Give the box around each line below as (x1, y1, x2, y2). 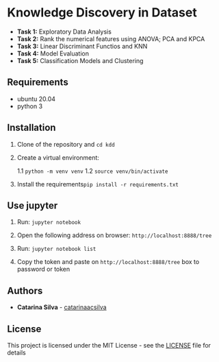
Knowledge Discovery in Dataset (7, 5, 197, 21)
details (7, 348, 26, 357)
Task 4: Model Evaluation (16, 49, 89, 58)
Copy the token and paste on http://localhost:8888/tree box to (16, 258, 200, 266)
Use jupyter (7, 200, 58, 211)
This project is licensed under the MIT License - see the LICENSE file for (7, 341, 211, 349)
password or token (16, 265, 70, 274)
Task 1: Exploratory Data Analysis (16, 27, 112, 36)
